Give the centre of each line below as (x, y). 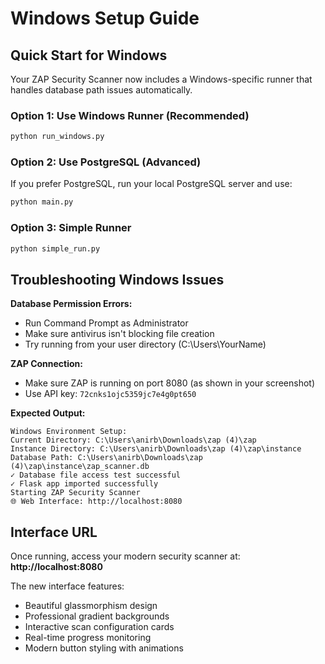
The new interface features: (67, 586)
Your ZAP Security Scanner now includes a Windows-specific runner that (161, 79)
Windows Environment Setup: (69, 432)
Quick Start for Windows (89, 55)
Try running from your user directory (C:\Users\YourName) (145, 344)
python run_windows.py (57, 137)
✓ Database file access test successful (96, 475)
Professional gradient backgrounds (97, 616)
